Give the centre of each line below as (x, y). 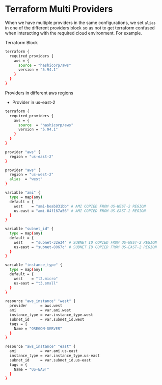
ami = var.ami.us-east (44, 351)
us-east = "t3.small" (36, 283)
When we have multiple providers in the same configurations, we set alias (81, 23)
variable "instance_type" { (34, 265)
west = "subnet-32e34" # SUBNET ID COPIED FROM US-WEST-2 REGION (85, 242)
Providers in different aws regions (39, 93)
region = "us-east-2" (32, 156)
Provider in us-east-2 (34, 102)
